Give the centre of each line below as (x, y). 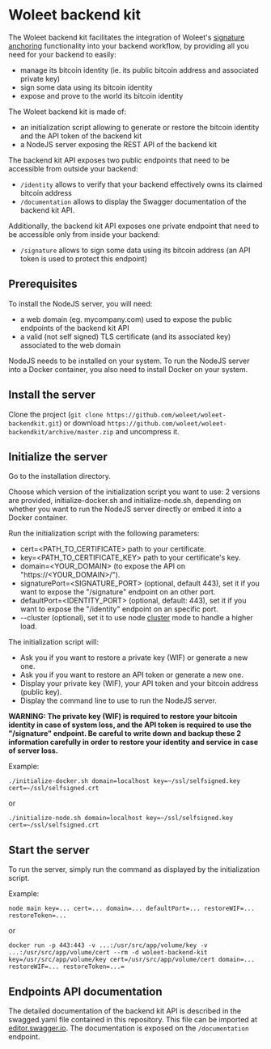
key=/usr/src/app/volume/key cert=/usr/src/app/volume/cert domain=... (131, 960)
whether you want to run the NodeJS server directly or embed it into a (125, 509)
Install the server (52, 395)
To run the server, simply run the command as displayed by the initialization (134, 869)
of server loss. (33, 751)
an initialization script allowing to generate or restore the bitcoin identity (140, 127)
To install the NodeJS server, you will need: (80, 303)
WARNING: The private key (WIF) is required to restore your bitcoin (123, 717)
